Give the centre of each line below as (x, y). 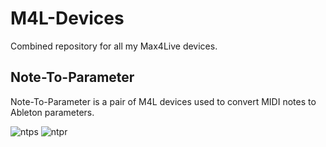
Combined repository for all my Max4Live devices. (114, 46)
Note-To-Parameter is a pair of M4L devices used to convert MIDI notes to (163, 101)
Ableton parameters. (52, 112)
